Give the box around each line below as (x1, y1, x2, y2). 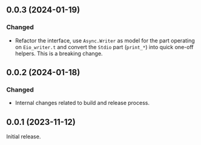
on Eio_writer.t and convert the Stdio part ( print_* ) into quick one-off (15, 43, 194, 50)
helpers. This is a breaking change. (15, 50, 103, 57)
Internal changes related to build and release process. (15, 99, 150, 107)
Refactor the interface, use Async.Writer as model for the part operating (15, 36, 195, 44)
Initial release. (6, 133, 41, 140)
